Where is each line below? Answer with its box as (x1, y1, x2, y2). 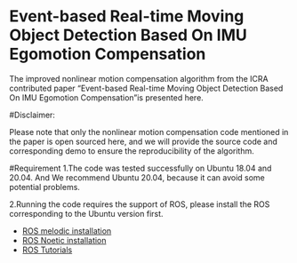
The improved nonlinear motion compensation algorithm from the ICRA (9, 73, 269, 84)
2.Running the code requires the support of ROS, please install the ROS (9, 198, 270, 210)
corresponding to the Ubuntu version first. (9, 208, 164, 219)
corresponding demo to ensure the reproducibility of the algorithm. (9, 145, 255, 156)
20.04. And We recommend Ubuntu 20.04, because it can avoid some (9, 171, 265, 183)
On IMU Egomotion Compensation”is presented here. (9, 92, 205, 103)
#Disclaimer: (9, 109, 56, 120)
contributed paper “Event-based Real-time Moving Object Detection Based (9, 83, 284, 93)
